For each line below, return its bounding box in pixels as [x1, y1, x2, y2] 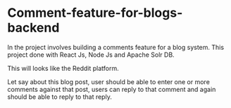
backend [7, 20, 60, 36]
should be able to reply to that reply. [7, 93, 113, 101]
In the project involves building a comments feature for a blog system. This [7, 43, 224, 51]
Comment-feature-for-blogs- [7, 5, 183, 21]
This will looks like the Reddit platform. [7, 64, 120, 72]
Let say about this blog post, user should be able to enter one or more [7, 77, 210, 86]
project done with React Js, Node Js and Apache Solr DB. [7, 50, 175, 59]
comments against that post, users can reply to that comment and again [7, 85, 216, 93]
